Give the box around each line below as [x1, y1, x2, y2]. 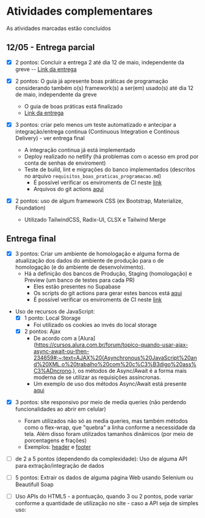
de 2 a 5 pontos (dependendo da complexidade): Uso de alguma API [15, 455, 188, 463]
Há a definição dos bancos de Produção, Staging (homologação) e [24, 269, 192, 277]
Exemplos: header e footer [24, 443, 92, 451]
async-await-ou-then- [33, 348, 90, 355]
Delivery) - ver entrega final [15, 134, 85, 141]
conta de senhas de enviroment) [24, 159, 106, 167]
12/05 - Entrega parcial [6, 42, 95, 53]
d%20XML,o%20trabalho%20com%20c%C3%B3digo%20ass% [33, 361, 197, 368]
